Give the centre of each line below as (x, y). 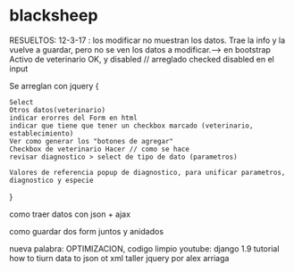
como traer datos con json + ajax (70, 214)
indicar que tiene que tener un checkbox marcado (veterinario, (131, 126)
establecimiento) (42, 133)
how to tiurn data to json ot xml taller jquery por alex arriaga (119, 258)
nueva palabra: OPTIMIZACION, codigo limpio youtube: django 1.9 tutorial (144, 248)
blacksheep (54, 16)
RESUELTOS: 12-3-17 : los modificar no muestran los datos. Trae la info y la (147, 40)
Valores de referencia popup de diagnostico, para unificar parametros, (147, 172)
